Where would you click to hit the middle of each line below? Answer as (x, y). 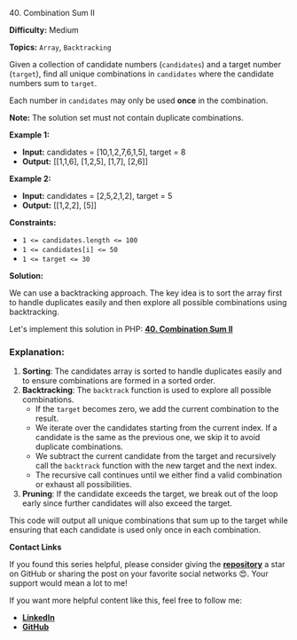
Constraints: (33, 222)
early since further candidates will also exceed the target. (127, 503)
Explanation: (37, 352)
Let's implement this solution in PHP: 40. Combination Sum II (121, 329)
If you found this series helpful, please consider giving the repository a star (147, 565)
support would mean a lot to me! (68, 583)
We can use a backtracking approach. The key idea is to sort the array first (146, 293)
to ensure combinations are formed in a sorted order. (118, 381)
